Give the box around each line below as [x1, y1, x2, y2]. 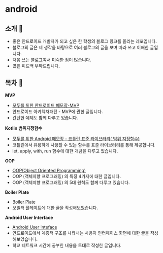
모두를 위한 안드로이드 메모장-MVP [12, 102, 80, 108]
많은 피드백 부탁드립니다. [12, 63, 60, 69]
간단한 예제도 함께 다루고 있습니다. [12, 114, 78, 120]
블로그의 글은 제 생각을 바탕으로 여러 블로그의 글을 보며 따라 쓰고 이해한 [12, 44, 149, 50]
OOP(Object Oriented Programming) [12, 167, 86, 173]
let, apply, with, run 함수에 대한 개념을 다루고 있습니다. [12, 148, 118, 154]
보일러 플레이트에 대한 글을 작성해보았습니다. [12, 205, 98, 211]
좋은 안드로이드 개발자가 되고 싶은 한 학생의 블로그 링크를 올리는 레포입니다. [12, 38, 157, 44]
